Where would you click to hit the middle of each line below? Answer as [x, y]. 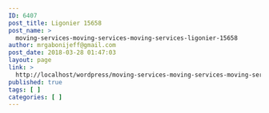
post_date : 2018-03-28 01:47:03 [62, 53]
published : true [35, 82]
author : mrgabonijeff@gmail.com [62, 45]
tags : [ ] [25, 90]
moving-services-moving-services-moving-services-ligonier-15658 [127, 38]
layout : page [30, 60]
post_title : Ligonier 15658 [55, 23]
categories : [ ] [35, 97]
